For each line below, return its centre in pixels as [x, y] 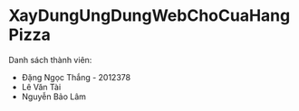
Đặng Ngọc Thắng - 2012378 [76, 77]
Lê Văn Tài [41, 87]
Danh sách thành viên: [50, 60]
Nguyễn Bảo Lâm [54, 97]
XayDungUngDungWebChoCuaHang [149, 16]
